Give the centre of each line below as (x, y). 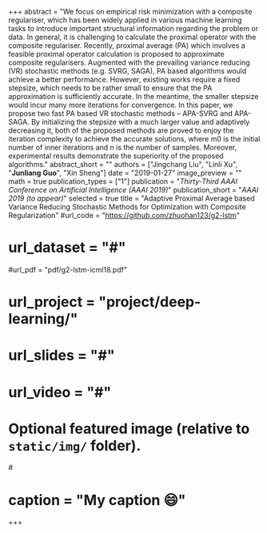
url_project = (52, 302)
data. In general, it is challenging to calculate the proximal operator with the (132, 37)
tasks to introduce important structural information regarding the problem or (133, 28)
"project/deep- (150, 302)
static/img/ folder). (75, 445)
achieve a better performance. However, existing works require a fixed (124, 80)
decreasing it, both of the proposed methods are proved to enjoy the (121, 130)
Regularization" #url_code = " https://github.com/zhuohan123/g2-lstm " (124, 215)
